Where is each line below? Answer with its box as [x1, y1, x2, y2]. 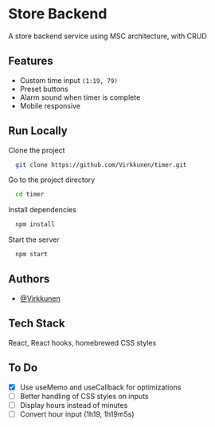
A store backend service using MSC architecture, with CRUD [8, 31, 207, 41]
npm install [15, 220, 56, 228]
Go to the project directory [8, 175, 96, 184]
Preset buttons [19, 84, 68, 93]
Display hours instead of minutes [19, 400, 128, 409]
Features [8, 54, 53, 68]
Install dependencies [8, 205, 77, 215]
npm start [15, 251, 48, 259]
